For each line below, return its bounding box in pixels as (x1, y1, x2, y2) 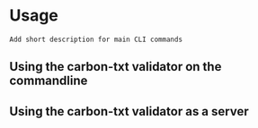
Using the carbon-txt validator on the (9, 59, 222, 74)
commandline (9, 73, 88, 89)
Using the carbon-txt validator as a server (9, 104, 249, 119)
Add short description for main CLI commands (9, 35, 182, 44)
